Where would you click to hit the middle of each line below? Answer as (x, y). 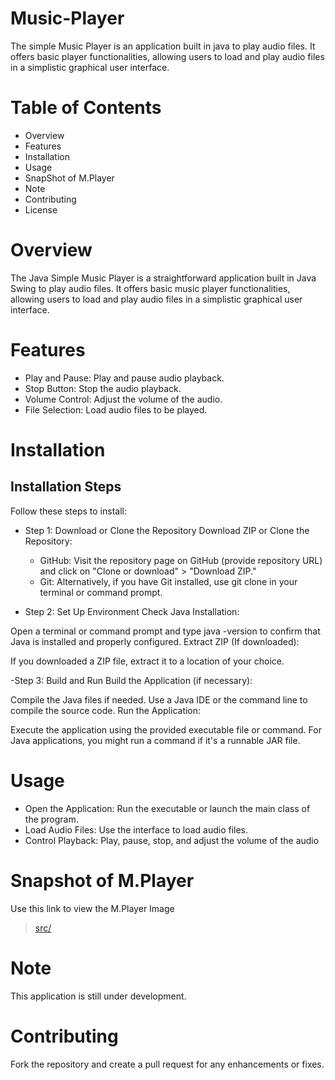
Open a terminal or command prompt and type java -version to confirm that (165, 631)
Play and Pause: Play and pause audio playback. (124, 378)
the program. (51, 819)
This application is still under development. (98, 996)
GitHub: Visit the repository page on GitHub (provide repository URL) (181, 560)
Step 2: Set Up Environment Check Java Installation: (132, 611)
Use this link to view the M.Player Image (92, 908)
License (41, 209)
